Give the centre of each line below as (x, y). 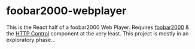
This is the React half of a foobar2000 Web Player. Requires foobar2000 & (98, 27)
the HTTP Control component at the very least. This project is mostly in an (97, 33)
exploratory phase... (31, 40)
